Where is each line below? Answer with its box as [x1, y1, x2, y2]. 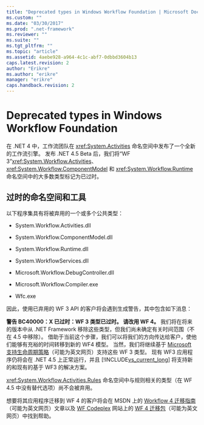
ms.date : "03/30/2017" [6, 20, 64, 26]
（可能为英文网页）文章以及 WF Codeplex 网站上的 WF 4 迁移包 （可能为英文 [6, 404, 198, 412]
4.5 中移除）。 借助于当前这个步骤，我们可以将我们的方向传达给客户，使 [13, 333, 192, 340]
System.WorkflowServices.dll [15, 257, 89, 264]
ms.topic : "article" [6, 49, 59, 55]
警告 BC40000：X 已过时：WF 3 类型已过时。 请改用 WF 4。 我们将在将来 [6, 317, 193, 325]
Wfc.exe [15, 292, 36, 300]
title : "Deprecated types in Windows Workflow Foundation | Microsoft [6, 9, 189, 15]
